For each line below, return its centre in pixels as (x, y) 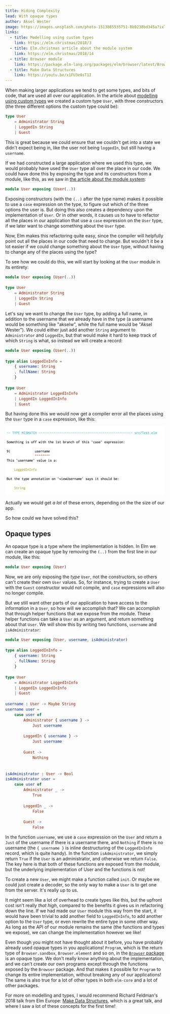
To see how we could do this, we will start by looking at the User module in (83, 261)
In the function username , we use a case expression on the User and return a (83, 837)
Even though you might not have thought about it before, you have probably (84, 942)
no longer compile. (25, 593)
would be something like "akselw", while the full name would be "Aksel (79, 324)
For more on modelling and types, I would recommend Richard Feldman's (81, 995)
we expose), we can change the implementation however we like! (73, 933)
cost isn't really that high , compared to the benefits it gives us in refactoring (84, 906)
